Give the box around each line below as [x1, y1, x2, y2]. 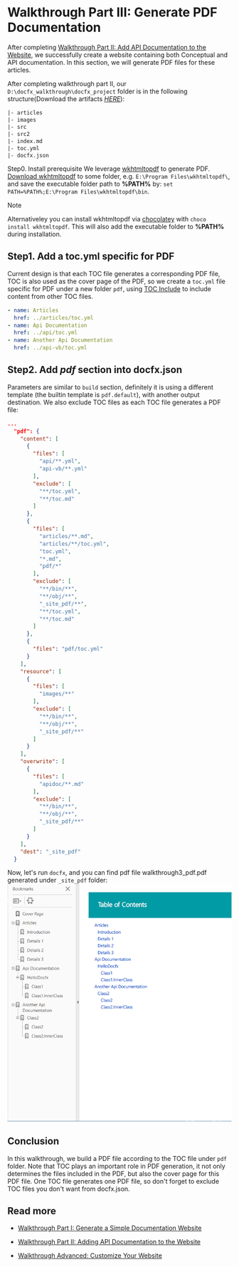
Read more [7, 1204, 57, 1217]
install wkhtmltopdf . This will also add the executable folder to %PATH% [7, 222, 225, 231]
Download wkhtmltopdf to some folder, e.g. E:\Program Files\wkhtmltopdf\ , [7, 172, 230, 180]
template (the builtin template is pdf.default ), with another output [7, 390, 201, 399]
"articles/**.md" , [38, 532, 94, 540]
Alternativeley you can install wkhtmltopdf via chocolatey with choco [7, 214, 206, 223]
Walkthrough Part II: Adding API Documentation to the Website [17, 1238, 201, 1246]
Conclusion [7, 1135, 60, 1147]
